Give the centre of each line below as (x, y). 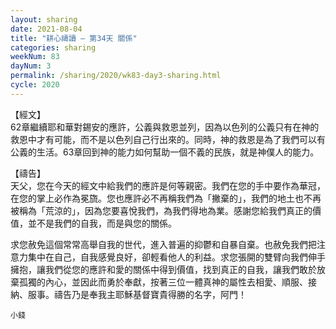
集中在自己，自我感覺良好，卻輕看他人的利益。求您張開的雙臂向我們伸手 (176, 257)
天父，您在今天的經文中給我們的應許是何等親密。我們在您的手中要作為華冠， (168, 185)
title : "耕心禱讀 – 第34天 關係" (74, 38)
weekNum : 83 (35, 57)
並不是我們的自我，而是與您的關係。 (102, 223)
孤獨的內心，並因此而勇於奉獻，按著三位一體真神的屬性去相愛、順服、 (163, 282)
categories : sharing (53, 47)
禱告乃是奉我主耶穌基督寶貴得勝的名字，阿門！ (150, 294)
